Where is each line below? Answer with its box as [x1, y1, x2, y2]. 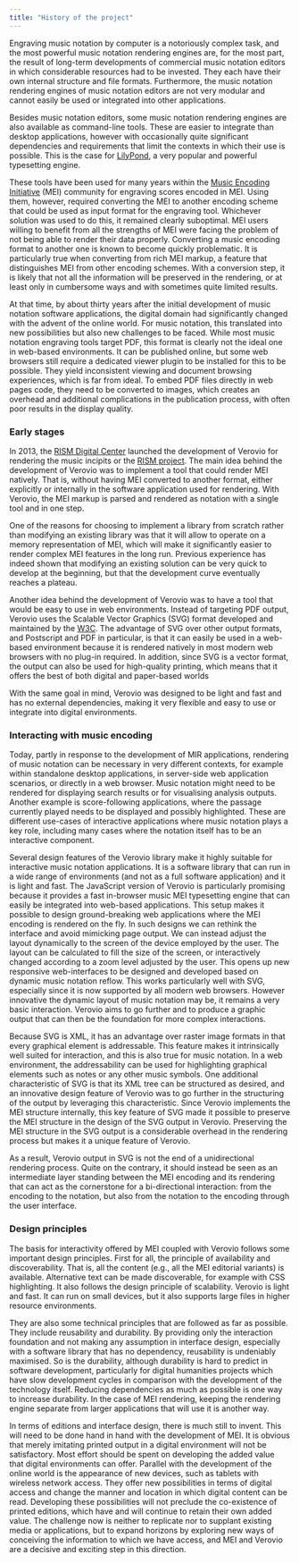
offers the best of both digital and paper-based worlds [9, 670, 210, 680]
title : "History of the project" [9, 13, 134, 22]
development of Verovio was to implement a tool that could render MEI [9, 464, 269, 475]
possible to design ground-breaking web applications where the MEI [9, 909, 261, 920]
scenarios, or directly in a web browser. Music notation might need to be [9, 778, 276, 789]
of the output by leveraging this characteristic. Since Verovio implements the [9, 1097, 291, 1109]
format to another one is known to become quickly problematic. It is [9, 243, 258, 254]
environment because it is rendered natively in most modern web [34, 641, 274, 653]
